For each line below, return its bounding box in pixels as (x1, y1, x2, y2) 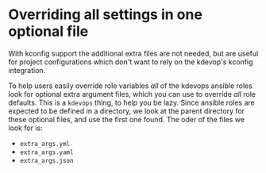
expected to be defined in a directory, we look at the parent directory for (8, 106, 245, 116)
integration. (8, 65, 46, 75)
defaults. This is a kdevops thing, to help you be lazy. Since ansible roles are (8, 98, 256, 107)
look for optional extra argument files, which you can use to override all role (8, 89, 256, 98)
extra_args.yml (19, 140, 71, 148)
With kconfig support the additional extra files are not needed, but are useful (8, 48, 259, 58)
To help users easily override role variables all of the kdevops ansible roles (8, 81, 253, 90)
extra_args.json (19, 156, 74, 164)
